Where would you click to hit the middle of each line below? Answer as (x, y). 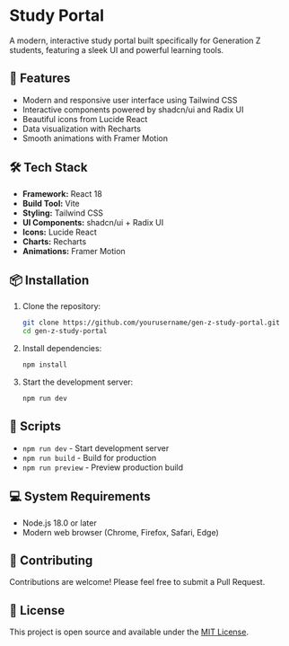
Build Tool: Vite (51, 203)
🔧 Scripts (35, 426)
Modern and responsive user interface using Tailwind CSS (130, 100)
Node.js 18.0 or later (59, 523)
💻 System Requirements (80, 496)
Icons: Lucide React (59, 232)
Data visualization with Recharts (82, 128)
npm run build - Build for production (89, 457)
